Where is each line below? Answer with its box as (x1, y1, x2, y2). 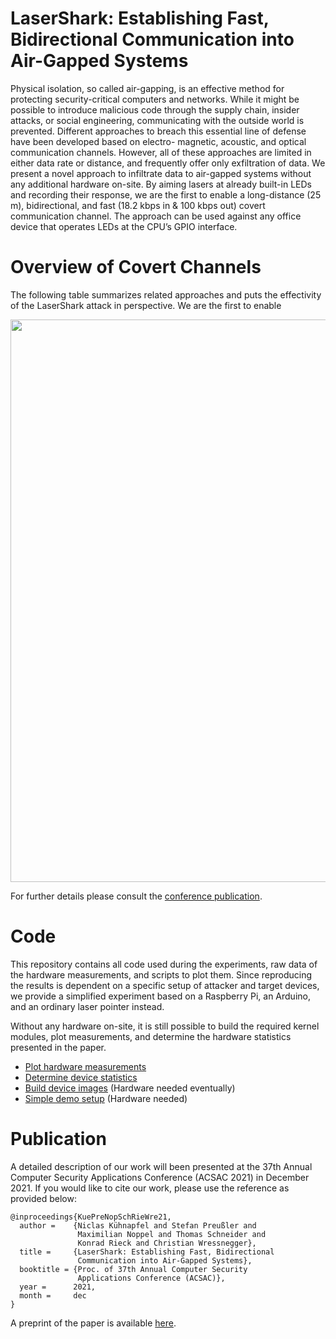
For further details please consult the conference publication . (10, 890, 263, 902)
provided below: (10, 1192, 77, 1204)
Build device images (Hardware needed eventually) (24, 1082, 236, 1094)
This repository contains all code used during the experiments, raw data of (10, 958, 318, 970)
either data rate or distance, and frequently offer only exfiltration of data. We (10, 157, 326, 169)
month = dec (19, 1290, 87, 1301)
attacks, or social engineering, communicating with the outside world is (10, 114, 305, 126)
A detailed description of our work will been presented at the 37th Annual (10, 1160, 313, 1172)
